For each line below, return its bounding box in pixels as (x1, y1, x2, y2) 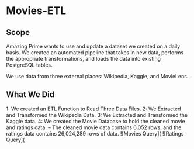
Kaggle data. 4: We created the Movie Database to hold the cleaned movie (6, 117, 185, 124)
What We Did (6, 89, 55, 100)
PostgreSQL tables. (6, 61, 53, 68)
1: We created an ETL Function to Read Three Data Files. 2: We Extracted (6, 105, 181, 112)
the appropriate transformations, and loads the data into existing (6, 56, 161, 62)
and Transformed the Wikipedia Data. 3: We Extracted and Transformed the (6, 111, 188, 118)
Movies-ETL (6, 4, 67, 18)
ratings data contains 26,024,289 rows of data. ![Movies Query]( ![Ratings (6, 130, 184, 137)
